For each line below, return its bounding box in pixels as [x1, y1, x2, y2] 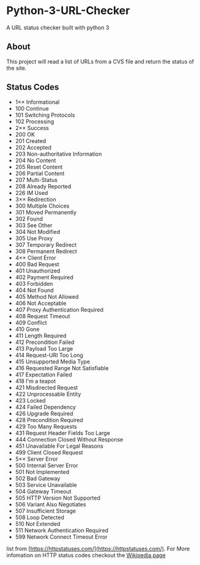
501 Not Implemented [15, 468, 70, 475]
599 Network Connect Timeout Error [15, 533, 108, 541]
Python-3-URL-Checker [6, 4, 130, 18]
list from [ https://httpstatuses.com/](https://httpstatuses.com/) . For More [6, 545, 190, 552]
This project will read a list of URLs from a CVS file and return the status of [6, 57, 194, 65]
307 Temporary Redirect [15, 241, 77, 248]
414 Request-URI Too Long [15, 351, 84, 359]
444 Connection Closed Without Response [15, 436, 124, 443]
